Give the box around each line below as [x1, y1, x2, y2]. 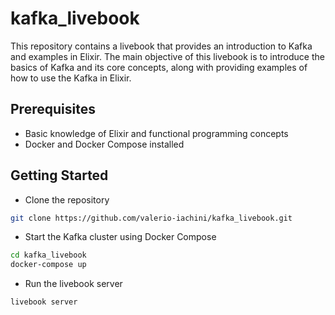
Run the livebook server [24, 278, 123, 290]
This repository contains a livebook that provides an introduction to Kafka [10, 40, 313, 52]
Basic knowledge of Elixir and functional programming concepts [24, 127, 289, 139]
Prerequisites [10, 101, 96, 118]
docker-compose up [10, 260, 87, 270]
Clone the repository [24, 193, 110, 206]
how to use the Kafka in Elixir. [10, 72, 132, 84]
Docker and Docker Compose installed [24, 138, 185, 150]
